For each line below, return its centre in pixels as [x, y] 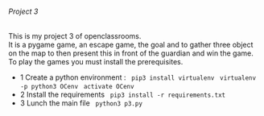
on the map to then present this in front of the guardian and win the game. [131, 53]
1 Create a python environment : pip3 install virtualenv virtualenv [138, 77]
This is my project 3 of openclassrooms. [75, 36]
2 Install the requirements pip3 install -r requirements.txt [123, 95]
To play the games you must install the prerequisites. [96, 62]
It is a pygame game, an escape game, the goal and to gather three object [131, 45]
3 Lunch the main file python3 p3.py [81, 103]
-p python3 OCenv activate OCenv [77, 87]
